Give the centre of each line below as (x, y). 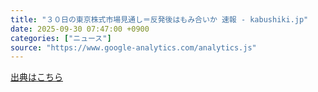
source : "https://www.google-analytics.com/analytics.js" (133, 47)
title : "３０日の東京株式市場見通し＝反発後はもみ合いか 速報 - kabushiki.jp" (159, 19)
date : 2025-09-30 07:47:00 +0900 (80, 29)
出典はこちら (36, 77)
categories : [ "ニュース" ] (61, 38)
